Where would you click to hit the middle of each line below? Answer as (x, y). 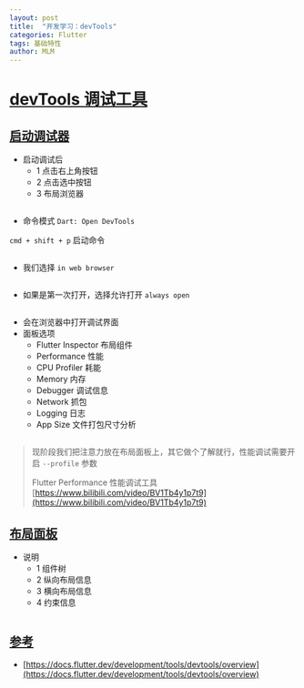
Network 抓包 (61, 402)
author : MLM (32, 52)
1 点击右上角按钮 (67, 171)
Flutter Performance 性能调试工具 (94, 482)
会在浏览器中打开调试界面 (71, 322)
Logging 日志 (61, 413)
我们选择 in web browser (68, 268)
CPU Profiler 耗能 (69, 368)
